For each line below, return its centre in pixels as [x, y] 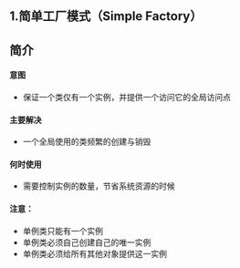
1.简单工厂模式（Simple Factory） [106, 16]
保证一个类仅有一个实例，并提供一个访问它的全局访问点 [126, 97]
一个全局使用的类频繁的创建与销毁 [87, 142]
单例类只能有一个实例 [63, 231]
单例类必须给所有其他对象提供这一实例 [94, 253]
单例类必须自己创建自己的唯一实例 [87, 242]
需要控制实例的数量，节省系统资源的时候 [99, 186]
